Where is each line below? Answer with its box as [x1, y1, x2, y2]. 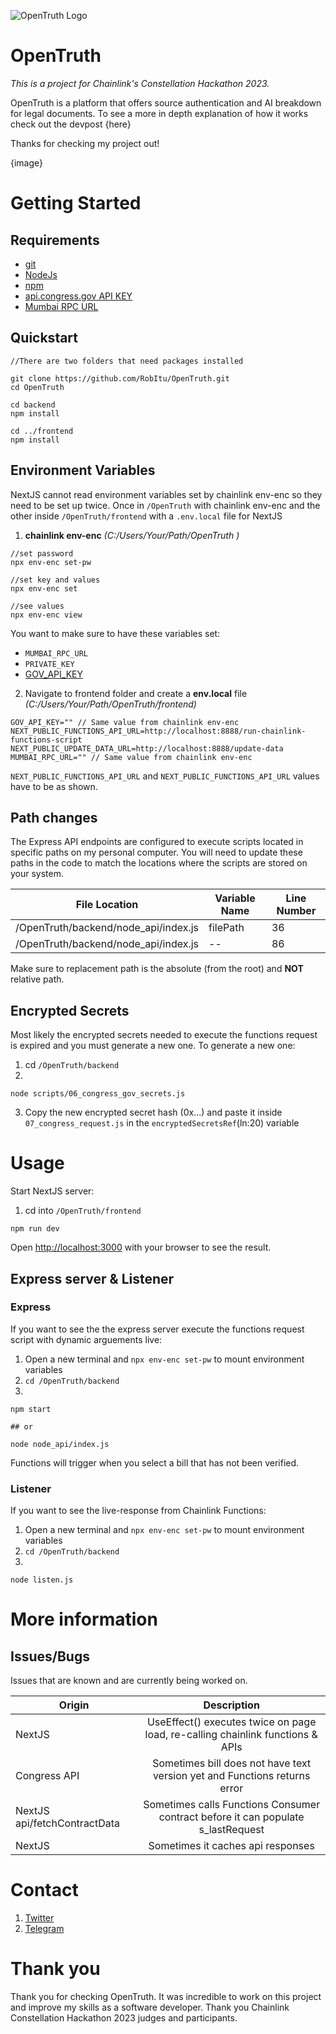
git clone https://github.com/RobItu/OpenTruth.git [10, 373, 230, 384]
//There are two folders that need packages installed [10, 356, 244, 366]
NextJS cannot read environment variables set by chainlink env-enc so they [10, 488, 323, 500]
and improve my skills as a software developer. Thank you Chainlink [10, 2001, 290, 2013]
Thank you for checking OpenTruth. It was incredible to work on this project [10, 1990, 322, 2002]
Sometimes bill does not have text [152, 1756, 312, 1770]
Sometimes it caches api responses [148, 1839, 315, 1853]
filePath [208, 921, 245, 935]
